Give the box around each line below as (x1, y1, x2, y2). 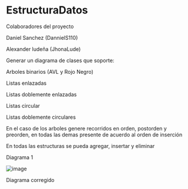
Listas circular (6, 102, 40, 109)
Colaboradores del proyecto (6, 23, 74, 30)
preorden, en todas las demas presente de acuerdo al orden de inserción (6, 131, 183, 138)
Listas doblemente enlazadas (6, 91, 77, 98)
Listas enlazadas (6, 80, 47, 87)
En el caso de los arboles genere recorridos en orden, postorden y (6, 125, 167, 132)
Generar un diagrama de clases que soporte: (6, 57, 115, 64)
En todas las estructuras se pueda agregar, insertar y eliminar (6, 142, 155, 149)
